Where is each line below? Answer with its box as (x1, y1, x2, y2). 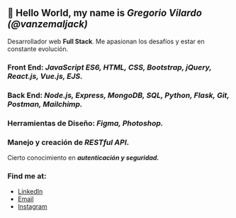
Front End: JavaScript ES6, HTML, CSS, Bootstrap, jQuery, (7, 62, 212, 72)
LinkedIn (17, 187, 43, 196)
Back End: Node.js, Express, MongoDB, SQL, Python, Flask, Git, (7, 90, 230, 100)
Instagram (17, 202, 47, 211)
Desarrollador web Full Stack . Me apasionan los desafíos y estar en (7, 37, 205, 45)
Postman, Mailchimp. (7, 99, 83, 109)
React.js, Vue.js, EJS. (7, 71, 83, 81)
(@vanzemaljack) (7, 18, 89, 31)
